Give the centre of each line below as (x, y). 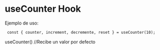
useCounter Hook (43, 9)
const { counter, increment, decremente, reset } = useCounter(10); (81, 32)
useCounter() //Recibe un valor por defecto (50, 42)
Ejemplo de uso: (22, 23)
